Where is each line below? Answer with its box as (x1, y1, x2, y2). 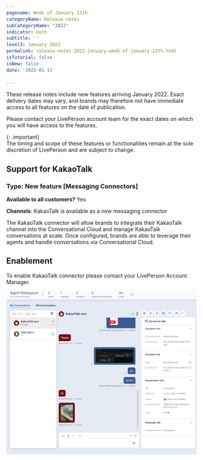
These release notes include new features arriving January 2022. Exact (6, 91, 184, 98)
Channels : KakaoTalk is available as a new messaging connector (6, 207, 167, 215)
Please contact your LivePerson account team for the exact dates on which (6, 115, 193, 123)
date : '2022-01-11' (6, 67, 56, 73)
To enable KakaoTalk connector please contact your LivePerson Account (6, 272, 187, 279)
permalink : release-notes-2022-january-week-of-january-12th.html (6, 48, 177, 54)
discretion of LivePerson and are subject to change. (6, 146, 135, 154)
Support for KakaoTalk (6, 164, 92, 174)
